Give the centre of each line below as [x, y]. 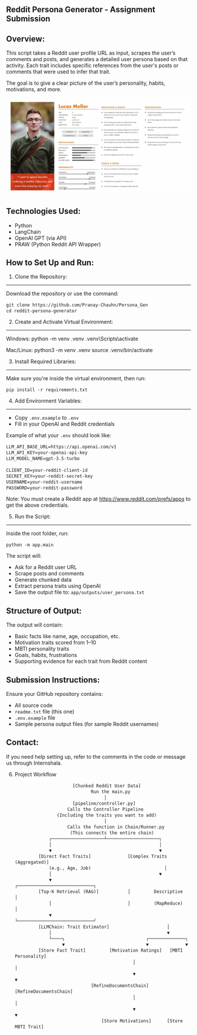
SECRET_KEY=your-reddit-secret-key [50, 476]
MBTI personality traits [42, 649]
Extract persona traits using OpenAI [58, 586]
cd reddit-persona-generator [42, 311]
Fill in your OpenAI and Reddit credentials [64, 424]
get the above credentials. [38, 505]
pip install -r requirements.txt [47, 390]
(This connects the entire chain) [112, 833]
